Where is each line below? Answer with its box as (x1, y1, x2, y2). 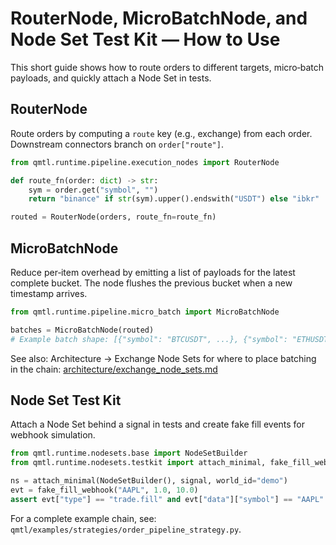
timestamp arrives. (10, 287, 88, 299)
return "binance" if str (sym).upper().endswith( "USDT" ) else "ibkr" (28, 194, 320, 204)
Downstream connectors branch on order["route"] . (10, 138, 224, 150)
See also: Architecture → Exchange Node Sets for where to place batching (10, 352, 317, 364)
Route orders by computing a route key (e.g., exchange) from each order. (10, 127, 313, 139)
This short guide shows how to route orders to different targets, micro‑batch (10, 61, 325, 73)
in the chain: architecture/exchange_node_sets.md (10, 363, 218, 375)
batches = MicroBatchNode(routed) (10, 325, 155, 335)
